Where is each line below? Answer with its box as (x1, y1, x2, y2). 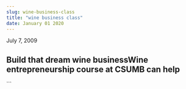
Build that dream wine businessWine (6, 54, 148, 65)
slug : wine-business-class (6, 9, 75, 15)
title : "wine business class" (6, 15, 84, 21)
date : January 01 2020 (6, 20, 64, 26)
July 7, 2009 (6, 37, 38, 44)
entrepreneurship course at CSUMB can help (6, 64, 180, 74)
